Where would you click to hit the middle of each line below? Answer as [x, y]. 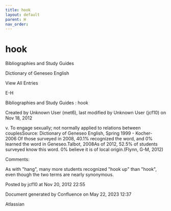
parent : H [16, 19]
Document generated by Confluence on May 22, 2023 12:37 [68, 194]
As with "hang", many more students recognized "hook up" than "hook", [81, 169]
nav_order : [17, 24]
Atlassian [15, 204]
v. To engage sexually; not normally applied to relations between [73, 128]
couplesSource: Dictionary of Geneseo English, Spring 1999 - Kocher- [79, 133]
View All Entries [22, 83]
